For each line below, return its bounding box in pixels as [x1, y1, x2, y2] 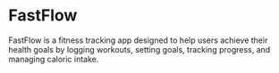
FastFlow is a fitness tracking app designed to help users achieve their [8, 35, 268, 45]
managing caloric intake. [8, 53, 99, 64]
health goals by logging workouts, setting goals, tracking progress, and [8, 44, 271, 54]
